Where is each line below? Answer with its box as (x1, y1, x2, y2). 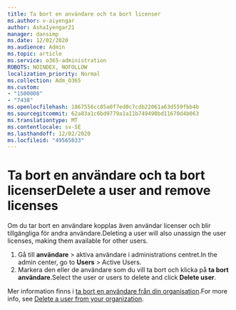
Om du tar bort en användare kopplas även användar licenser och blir (7, 221, 212, 230)
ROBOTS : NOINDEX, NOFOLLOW (7, 64, 88, 71)
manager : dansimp (7, 30, 59, 38)
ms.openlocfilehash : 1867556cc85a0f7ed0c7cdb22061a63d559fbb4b (7, 104, 200, 111)
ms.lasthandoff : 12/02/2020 (7, 130, 91, 137)
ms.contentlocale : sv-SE (7, 123, 81, 131)
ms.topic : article (7, 51, 62, 58)
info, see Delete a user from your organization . (7, 294, 144, 304)
